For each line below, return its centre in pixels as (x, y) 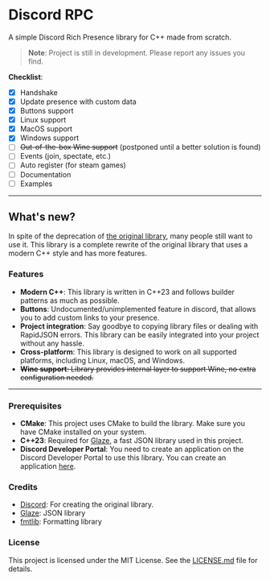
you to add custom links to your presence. (90, 317)
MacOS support (46, 129)
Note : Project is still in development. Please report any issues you (137, 52)
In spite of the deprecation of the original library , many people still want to (131, 236)
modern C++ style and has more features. (78, 253)
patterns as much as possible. (70, 300)
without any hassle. (52, 343)
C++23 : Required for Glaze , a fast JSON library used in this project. (131, 441)
